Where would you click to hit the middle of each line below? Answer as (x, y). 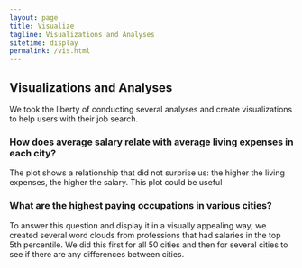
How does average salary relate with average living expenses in (151, 142)
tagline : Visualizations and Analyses (82, 34)
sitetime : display (44, 43)
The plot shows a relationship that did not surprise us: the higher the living (147, 173)
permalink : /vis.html (50, 51)
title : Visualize (42, 26)
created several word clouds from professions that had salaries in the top (145, 235)
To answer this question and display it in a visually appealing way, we (138, 225)
